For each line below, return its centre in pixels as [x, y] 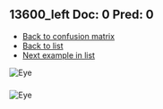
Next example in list [59, 55]
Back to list [43, 46]
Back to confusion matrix [68, 36]
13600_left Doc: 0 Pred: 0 [81, 15]
